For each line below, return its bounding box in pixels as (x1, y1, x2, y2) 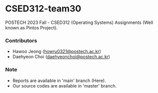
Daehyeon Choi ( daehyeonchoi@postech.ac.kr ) (12, 54, 110, 60)
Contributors (5, 37, 37, 44)
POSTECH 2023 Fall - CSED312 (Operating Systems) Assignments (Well (5, 19, 153, 25)
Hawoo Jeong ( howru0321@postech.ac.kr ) (12, 48, 101, 55)
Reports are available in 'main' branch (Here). (12, 78, 106, 84)
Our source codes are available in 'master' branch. (12, 83, 117, 89)
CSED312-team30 (5, 3, 81, 14)
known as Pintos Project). (5, 24, 58, 30)
